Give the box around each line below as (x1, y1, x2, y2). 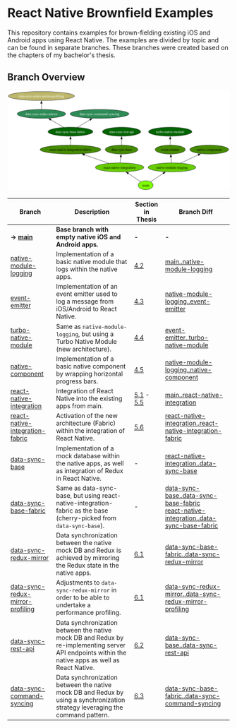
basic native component (56, 362, 126, 370)
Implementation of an (56, 282, 118, 291)
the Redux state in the (56, 561, 120, 570)
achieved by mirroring (56, 554, 120, 562)
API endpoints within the (56, 648, 127, 657)
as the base (74, 506, 109, 515)
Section (135, 200, 159, 208)
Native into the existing (56, 394, 123, 403)
